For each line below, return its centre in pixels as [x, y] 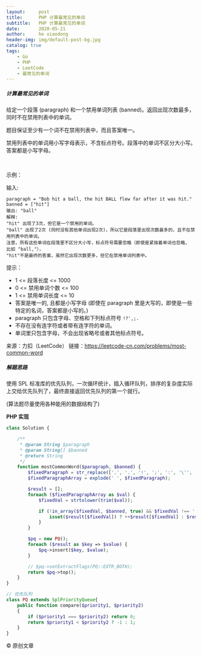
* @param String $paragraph [55, 444]
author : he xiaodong [37, 34]
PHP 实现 [17, 417]
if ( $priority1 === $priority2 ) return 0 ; [82, 616]
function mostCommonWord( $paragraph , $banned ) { [79, 467]
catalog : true [24, 46]
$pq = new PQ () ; [48, 539]
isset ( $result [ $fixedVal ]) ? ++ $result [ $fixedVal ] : [117, 517]
